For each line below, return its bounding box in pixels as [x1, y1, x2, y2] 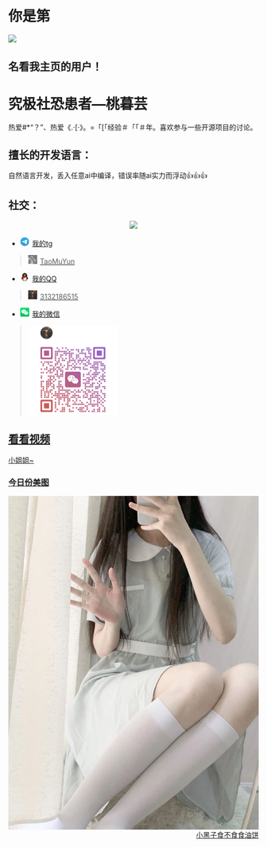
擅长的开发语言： [8, 148, 92, 161]
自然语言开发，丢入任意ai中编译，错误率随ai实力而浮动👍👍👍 [8, 171, 208, 180]
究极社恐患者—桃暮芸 [8, 95, 149, 113]
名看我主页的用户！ [8, 60, 103, 74]
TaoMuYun [39, 256, 75, 266]
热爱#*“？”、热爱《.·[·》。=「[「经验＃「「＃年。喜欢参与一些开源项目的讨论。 [8, 122, 257, 132]
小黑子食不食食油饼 [195, 830, 259, 839]
